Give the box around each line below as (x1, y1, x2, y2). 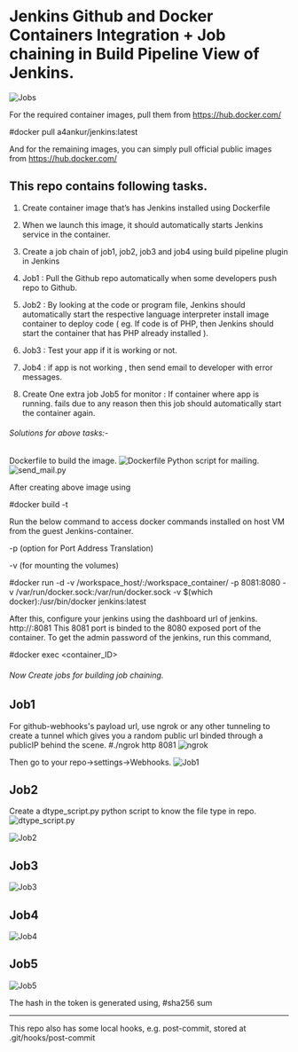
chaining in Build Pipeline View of (9, 44, 260, 64)
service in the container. (21, 229, 111, 239)
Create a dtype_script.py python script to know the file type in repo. (9, 805, 257, 817)
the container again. (21, 407, 96, 418)
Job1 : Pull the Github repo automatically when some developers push (21, 272, 278, 283)
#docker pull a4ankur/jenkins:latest (9, 126, 138, 137)
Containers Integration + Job (9, 25, 226, 45)
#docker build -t (9, 499, 68, 509)
